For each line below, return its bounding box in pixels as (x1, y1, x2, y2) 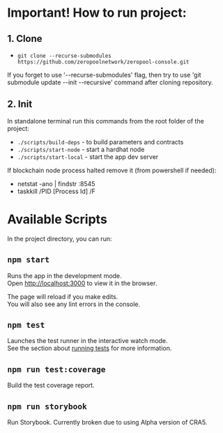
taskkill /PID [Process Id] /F (17, 187, 96, 195)
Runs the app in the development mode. (7, 271, 122, 280)
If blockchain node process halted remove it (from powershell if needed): (7, 166, 217, 174)
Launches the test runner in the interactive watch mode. (7, 337, 169, 345)
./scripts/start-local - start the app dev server (17, 152, 159, 161)
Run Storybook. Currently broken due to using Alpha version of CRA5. (7, 418, 208, 426)
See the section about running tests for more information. (7, 344, 172, 353)
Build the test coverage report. (7, 381, 95, 390)
